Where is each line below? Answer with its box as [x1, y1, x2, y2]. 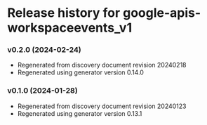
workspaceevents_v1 [7, 20, 132, 36]
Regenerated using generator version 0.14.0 [17, 68, 144, 77]
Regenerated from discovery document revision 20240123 [17, 102, 187, 110]
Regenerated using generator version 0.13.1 [17, 109, 142, 117]
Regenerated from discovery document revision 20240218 [17, 61, 187, 70]
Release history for [7, 5, 121, 21]
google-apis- [122, 5, 201, 21]
